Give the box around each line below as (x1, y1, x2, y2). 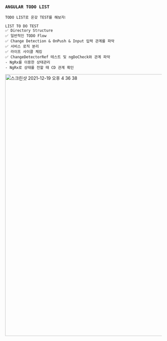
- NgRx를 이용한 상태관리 (5, 60, 51, 65)
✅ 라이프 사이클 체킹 (5, 49, 43, 54)
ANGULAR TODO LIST (5, 4, 50, 9)
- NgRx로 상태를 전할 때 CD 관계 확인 (5, 65, 74, 70)
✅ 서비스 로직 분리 (5, 44, 39, 49)
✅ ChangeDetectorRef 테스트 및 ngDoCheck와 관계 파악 (5, 54, 110, 60)
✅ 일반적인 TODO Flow (5, 33, 47, 38)
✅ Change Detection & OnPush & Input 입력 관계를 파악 (5, 39, 115, 44)
